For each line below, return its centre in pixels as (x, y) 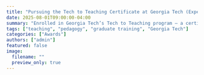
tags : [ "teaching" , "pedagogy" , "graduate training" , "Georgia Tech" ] (97, 29)
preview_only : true (36, 62)
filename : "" (28, 57)
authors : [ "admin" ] (31, 40)
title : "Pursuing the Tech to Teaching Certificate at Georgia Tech (95, 12)
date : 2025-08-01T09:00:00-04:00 (49, 18)
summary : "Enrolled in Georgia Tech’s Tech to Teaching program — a (95, 23)
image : (15, 51)
